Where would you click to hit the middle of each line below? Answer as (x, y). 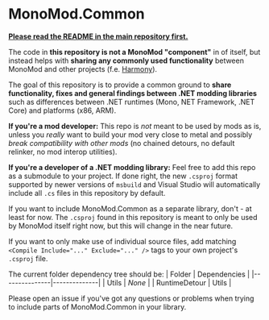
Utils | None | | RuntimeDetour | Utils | (169, 282)
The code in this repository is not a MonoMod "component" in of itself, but (134, 52)
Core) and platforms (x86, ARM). (62, 110)
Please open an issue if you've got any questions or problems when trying (131, 298)
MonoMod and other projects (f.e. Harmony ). (83, 69)
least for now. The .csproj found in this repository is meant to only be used (133, 217)
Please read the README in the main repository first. (98, 36)
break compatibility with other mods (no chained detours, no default (122, 143)
